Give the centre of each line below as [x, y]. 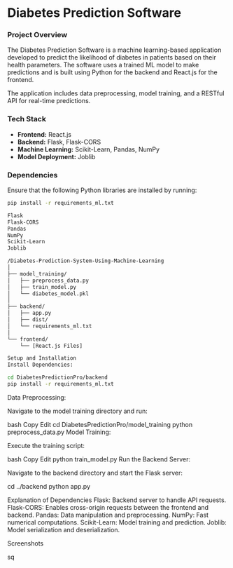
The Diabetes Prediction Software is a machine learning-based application [114, 50]
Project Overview [37, 35]
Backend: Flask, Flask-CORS [59, 142]
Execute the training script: [46, 445]
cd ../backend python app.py [49, 486]
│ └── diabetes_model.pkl [48, 293]
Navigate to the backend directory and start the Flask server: [95, 473]
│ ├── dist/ [28, 320]
